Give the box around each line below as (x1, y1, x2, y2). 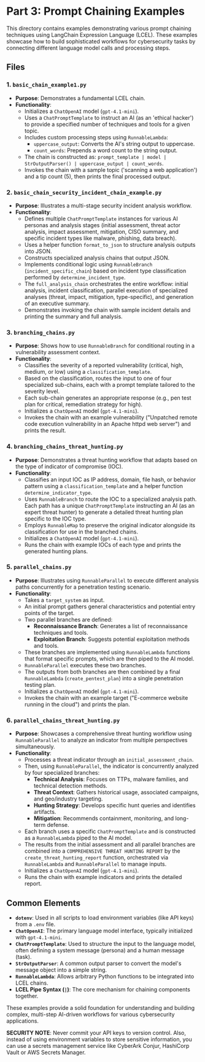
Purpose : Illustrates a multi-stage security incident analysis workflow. (15, 201, 192, 209)
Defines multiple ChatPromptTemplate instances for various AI (24, 215, 178, 222)
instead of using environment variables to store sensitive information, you (6, 1036, 192, 1043)
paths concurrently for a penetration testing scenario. (15, 583, 151, 591)
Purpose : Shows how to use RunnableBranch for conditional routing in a (15, 342, 195, 349)
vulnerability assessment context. (15, 349, 101, 356)
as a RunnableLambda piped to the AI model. (24, 834, 133, 842)
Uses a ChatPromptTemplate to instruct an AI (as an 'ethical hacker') (24, 114, 194, 121)
